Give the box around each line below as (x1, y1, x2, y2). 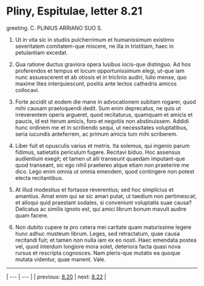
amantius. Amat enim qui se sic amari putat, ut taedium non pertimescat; (15, 192, 197, 199)
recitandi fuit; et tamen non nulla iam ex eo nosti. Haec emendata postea (15, 236, 197, 244)
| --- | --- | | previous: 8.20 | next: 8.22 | (6, 273, 106, 280)
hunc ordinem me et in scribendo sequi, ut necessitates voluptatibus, (15, 124, 188, 131)
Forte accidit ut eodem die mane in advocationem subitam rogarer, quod (15, 98, 196, 105)
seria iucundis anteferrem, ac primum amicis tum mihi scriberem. (15, 130, 178, 138)
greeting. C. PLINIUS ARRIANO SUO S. (6, 24, 103, 32)
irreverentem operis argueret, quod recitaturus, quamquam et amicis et (15, 111, 193, 118)
